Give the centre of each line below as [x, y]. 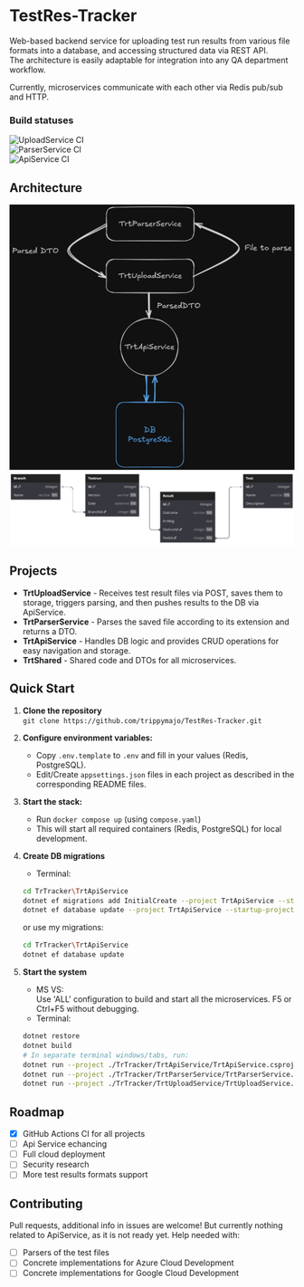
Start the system [55, 972]
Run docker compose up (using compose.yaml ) [119, 819]
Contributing [46, 1203]
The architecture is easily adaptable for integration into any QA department [149, 60]
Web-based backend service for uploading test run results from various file [150, 41]
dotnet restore [51, 1036]
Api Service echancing [65, 1144]
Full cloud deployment [64, 1154]
